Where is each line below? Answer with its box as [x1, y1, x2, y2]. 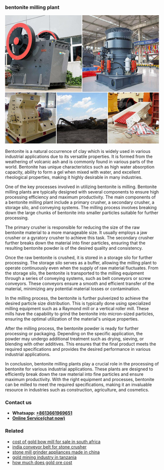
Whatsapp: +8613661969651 [12, 410, 72, 416]
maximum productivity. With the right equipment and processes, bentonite [5, 376, 155, 382]
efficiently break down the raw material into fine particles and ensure [5, 371, 144, 377]
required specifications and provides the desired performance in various [5, 346, 151, 352]
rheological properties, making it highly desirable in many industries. [5, 174, 143, 180]
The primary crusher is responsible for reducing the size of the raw [5, 224, 140, 230]
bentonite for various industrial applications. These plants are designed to [5, 366, 153, 372]
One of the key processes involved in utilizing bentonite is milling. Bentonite [5, 184, 157, 190]
